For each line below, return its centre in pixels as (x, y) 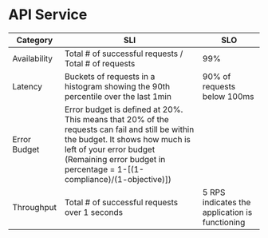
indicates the (227, 202)
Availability (33, 58)
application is (227, 212)
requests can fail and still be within (129, 129)
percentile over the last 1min (118, 96)
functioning (224, 222)
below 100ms (228, 96)
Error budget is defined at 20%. (124, 109)
